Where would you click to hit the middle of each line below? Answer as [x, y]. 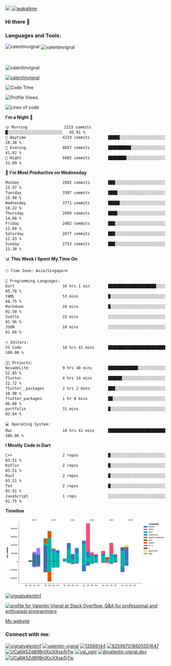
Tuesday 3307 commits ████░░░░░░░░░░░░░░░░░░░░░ [86, 193]
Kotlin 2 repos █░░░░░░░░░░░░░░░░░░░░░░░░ [86, 465]
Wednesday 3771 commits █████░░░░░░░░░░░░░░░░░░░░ [86, 203]
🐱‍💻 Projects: [19, 363]
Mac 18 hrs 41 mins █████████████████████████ [86, 430]
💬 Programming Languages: [33, 281]
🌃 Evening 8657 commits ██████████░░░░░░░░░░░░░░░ [86, 148]
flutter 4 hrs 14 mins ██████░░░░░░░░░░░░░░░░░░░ [86, 378]
